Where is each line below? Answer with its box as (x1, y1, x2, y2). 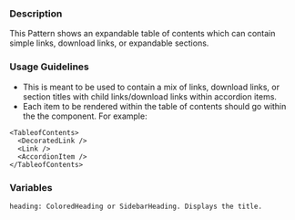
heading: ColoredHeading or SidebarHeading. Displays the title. (9, 202, 262, 211)
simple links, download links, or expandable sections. (9, 37, 209, 48)
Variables (9, 181, 53, 194)
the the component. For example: (22, 110, 147, 121)
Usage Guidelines (9, 60, 89, 73)
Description (9, 7, 63, 20)
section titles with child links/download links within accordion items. (22, 90, 278, 102)
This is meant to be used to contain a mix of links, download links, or (22, 81, 280, 92)
